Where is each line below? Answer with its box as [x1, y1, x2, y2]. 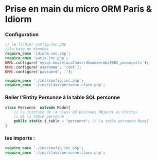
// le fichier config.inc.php [5, 42, 67, 47]
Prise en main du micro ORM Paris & [5, 3, 152, 15]
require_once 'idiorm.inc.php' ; [5, 51, 70, 56]
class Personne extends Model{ [5, 105, 70, 110]
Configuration [5, 31, 39, 38]
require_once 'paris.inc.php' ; [5, 56, 69, 61]
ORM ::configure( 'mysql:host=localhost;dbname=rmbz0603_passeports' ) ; [5, 60, 149, 65]
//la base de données [5, 47, 49, 52]
